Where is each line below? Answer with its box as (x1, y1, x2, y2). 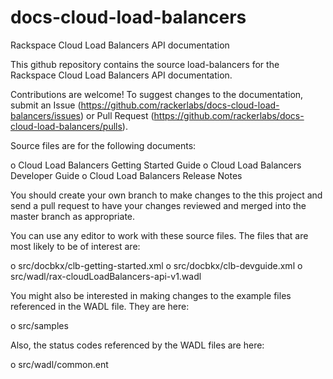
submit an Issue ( (10, 99, 82, 111)
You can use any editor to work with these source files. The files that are (10, 229, 309, 241)
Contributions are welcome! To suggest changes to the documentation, (10, 88, 304, 100)
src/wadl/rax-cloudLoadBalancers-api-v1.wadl (10, 270, 202, 282)
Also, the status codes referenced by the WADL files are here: (10, 339, 265, 351)
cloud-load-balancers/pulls (10, 120, 123, 132)
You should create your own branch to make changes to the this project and (10, 189, 323, 201)
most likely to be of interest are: (10, 240, 141, 252)
